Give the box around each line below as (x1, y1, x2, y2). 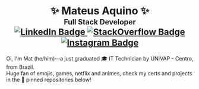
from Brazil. (6, 63, 34, 71)
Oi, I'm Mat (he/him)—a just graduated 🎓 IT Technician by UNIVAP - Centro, (6, 55, 194, 62)
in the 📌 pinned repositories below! (6, 76, 91, 83)
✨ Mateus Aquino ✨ (50, 4, 150, 18)
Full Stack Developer (64, 17, 136, 27)
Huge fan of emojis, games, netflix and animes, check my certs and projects (6, 69, 192, 77)
